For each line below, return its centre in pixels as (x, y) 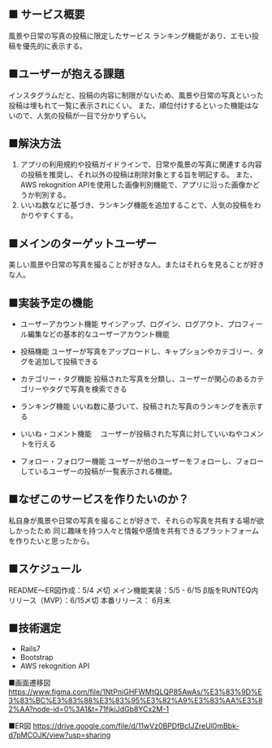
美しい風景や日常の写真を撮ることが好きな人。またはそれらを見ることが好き (136, 265)
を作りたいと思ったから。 (51, 541)
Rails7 (30, 648)
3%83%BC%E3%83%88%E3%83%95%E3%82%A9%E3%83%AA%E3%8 (136, 700)
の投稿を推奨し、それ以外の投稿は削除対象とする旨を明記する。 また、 (138, 175)
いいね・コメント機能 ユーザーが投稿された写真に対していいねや (132, 434)
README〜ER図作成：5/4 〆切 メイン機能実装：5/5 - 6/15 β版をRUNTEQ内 (134, 590)
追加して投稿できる (67, 362)
